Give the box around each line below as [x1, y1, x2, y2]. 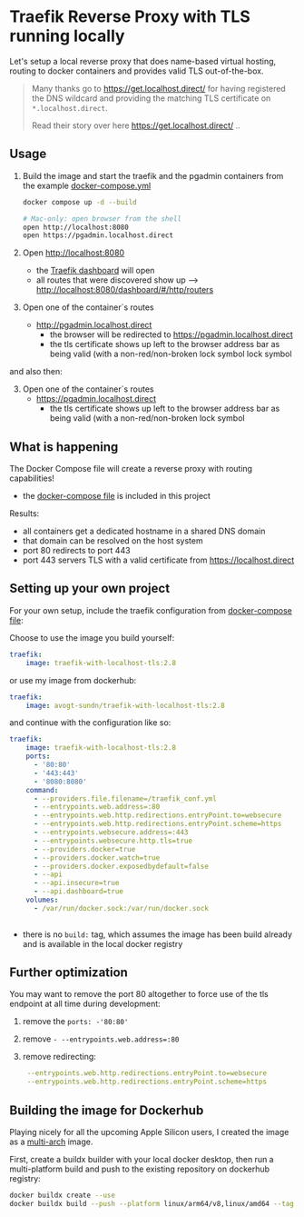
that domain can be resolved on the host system [22, 535, 203, 546]
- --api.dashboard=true [33, 887, 124, 896]
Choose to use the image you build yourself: [9, 632, 175, 643]
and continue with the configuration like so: [9, 717, 172, 728]
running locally [9, 25, 125, 46]
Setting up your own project [9, 581, 171, 596]
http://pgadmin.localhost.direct [35, 320, 152, 331]
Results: [9, 508, 40, 519]
